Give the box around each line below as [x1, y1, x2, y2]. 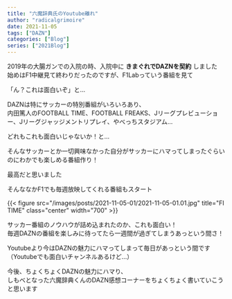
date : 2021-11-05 [7, 23, 57, 30]
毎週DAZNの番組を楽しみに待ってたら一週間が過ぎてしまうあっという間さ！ [7, 229, 224, 237]
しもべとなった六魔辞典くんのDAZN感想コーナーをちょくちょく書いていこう [7, 276, 224, 284]
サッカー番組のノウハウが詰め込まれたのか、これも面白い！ [7, 221, 177, 228]
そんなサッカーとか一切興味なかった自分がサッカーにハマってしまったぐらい [7, 147, 225, 155]
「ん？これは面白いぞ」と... [7, 86, 86, 93]
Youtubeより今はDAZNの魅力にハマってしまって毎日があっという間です [7, 244, 211, 252]
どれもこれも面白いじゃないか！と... [7, 132, 110, 141]
